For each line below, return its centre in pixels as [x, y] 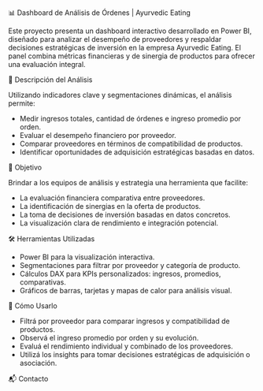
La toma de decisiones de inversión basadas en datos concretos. [125, 214]
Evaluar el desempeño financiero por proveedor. [98, 135]
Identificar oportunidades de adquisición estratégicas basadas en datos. [137, 152]
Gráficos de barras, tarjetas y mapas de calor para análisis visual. [126, 290]
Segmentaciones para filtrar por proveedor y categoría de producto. [130, 265]
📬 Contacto [28, 379]
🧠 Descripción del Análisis [50, 80]
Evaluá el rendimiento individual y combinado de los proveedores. [126, 346]
